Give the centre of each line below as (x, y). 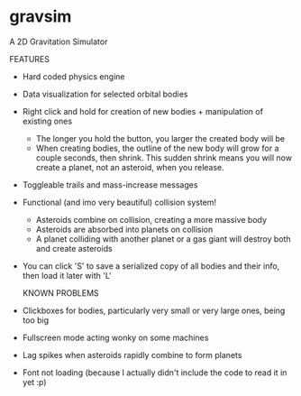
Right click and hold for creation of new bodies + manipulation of (143, 111)
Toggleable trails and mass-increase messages (110, 184)
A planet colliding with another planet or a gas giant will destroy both (163, 239)
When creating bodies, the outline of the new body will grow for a (157, 148)
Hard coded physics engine (73, 76)
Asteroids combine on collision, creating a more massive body (151, 219)
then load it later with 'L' (67, 275)
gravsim (41, 17)
